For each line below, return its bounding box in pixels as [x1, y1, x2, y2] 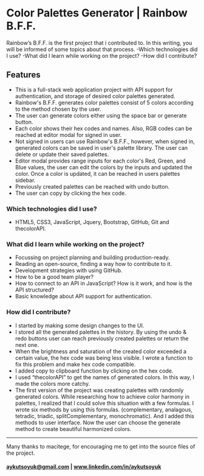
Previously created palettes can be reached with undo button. [15, 183, 170, 190]
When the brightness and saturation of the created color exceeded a [15, 348, 187, 355]
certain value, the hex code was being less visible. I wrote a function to [15, 354, 193, 362]
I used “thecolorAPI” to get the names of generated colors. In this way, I [15, 373, 194, 380]
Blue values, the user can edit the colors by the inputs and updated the [15, 163, 192, 170]
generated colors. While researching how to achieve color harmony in [15, 393, 190, 400]
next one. [15, 341, 39, 348]
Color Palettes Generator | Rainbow [6, 6, 188, 20]
